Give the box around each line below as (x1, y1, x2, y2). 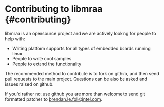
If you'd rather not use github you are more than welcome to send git (5, 91, 145, 97)
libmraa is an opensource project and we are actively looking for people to (5, 30, 157, 36)
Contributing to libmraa (5, 3, 103, 15)
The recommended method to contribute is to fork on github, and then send (5, 70, 159, 76)
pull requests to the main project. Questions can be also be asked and (5, 76, 147, 82)
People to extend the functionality (12, 61, 82, 67)
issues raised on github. (5, 81, 54, 87)
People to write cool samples (12, 55, 72, 61)
